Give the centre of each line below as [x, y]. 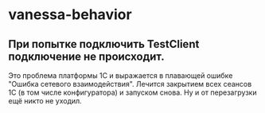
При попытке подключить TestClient [104, 44]
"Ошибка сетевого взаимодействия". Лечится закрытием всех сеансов [130, 84]
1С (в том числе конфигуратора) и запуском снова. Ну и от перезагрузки [132, 92]
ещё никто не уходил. [45, 101]
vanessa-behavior [70, 15]
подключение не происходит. [86, 56]
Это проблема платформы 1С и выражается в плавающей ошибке [121, 76]
